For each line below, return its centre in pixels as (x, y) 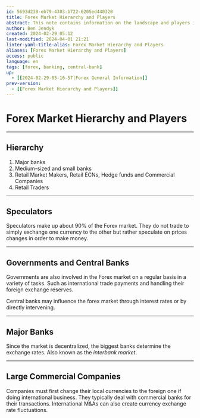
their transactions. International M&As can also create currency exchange (96, 403)
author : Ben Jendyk (30, 28)
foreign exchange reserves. (40, 290)
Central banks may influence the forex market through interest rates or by (96, 301)
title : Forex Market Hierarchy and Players (61, 17)
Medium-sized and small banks (53, 168)
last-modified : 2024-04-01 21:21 (48, 39)
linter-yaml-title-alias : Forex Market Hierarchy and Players (85, 45)
